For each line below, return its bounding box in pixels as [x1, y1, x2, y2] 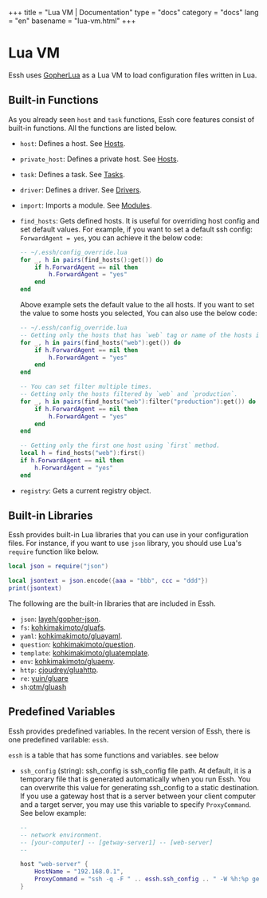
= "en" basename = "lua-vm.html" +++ [8, 16, 136, 26]
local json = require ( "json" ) [8, 563, 109, 571]
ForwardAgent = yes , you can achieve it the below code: [19, 232, 203, 243]
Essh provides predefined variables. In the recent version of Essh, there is [8, 726, 251, 736]
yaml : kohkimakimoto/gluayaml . [19, 631, 123, 641]
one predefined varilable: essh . [8, 734, 109, 744]
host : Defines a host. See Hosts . [19, 138, 126, 148]
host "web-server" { [19, 860, 88, 868]
